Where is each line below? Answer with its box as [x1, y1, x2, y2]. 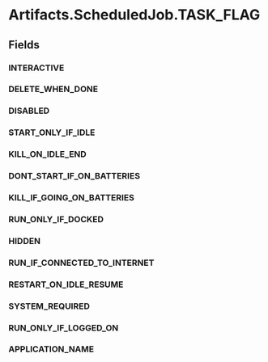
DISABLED [8, 105, 50, 116]
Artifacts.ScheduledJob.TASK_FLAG [8, 6, 261, 24]
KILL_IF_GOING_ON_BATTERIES [8, 192, 135, 204]
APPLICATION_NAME [8, 343, 95, 355]
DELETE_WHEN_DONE [8, 83, 99, 95]
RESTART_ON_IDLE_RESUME [8, 279, 124, 290]
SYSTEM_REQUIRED [8, 301, 91, 312]
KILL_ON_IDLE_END [8, 149, 87, 160]
